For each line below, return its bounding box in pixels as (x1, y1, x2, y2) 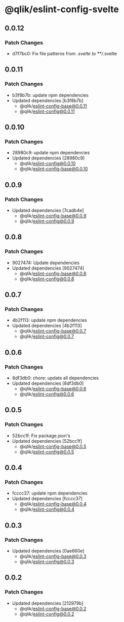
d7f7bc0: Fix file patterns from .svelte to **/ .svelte (12, 50, 117, 56)
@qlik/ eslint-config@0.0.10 (19, 160, 76, 167)
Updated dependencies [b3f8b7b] (12, 97, 84, 104)
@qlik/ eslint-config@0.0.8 (19, 276, 74, 282)
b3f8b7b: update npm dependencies (12, 92, 89, 98)
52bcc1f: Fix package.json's (12, 433, 70, 439)
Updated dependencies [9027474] (12, 265, 85, 271)
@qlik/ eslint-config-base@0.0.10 (19, 166, 88, 172)
